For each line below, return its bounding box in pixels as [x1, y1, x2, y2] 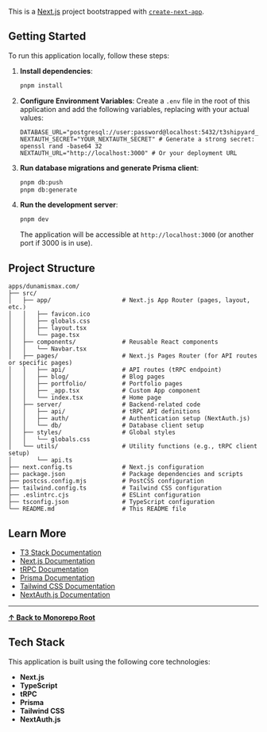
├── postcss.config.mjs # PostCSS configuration [8, 477, 204, 486]
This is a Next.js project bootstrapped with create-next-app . [8, 7, 205, 16]
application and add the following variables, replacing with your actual [19, 104, 250, 114]
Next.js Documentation [19, 556, 95, 565]
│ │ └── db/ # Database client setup [8, 421, 204, 430]
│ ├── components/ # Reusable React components [8, 338, 219, 347]
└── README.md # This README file [8, 505, 187, 513]
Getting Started [8, 29, 87, 43]
